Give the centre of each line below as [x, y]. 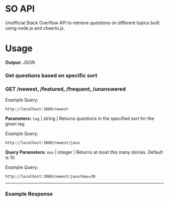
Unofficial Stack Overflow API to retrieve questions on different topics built [82, 23]
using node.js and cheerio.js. [35, 28]
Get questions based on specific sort [51, 75]
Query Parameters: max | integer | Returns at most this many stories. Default [84, 152]
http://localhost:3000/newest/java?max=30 [50, 177]
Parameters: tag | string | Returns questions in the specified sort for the [80, 118]
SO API [20, 9]
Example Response [29, 194]
